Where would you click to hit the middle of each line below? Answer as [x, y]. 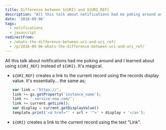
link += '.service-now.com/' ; [43, 99]
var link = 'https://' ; [37, 89]
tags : [11, 23]
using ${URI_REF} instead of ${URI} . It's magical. [54, 66]
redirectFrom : [20, 38]
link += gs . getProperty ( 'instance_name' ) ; [57, 94]
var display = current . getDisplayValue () [56, 108]
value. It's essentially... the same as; [49, 81]
